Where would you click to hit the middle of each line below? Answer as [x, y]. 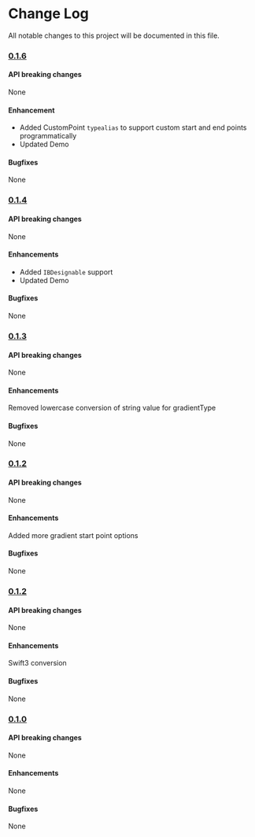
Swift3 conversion [37, 663]
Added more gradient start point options [73, 535]
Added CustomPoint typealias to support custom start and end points [133, 127]
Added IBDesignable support [66, 271]
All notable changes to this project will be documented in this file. [114, 35]
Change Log [48, 14]
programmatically [48, 136]
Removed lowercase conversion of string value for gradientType [112, 408]
